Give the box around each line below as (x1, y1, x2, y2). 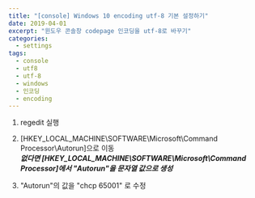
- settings (15, 42, 53, 50)
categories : (8, 34, 49, 43)
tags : (8, 49, 27, 57)
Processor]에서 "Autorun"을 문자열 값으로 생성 (19, 163, 173, 174)
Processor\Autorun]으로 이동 (19, 143, 115, 154)
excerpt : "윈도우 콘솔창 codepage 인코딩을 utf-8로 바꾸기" (8, 27, 192, 35)
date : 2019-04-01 (8, 19, 67, 27)
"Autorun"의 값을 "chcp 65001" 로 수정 (19, 181, 147, 191)
